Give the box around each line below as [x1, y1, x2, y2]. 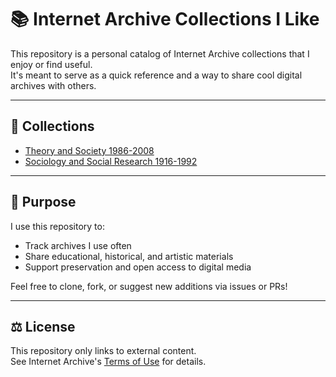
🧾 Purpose [10, 194, 77, 211]
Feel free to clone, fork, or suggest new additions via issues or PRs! [10, 280, 288, 292]
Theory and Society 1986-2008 [24, 144, 155, 156]
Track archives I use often [24, 239, 132, 251]
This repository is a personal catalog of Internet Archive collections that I [10, 47, 310, 60]
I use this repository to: [10, 220, 105, 232]
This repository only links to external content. [10, 345, 197, 357]
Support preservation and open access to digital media [24, 261, 252, 273]
